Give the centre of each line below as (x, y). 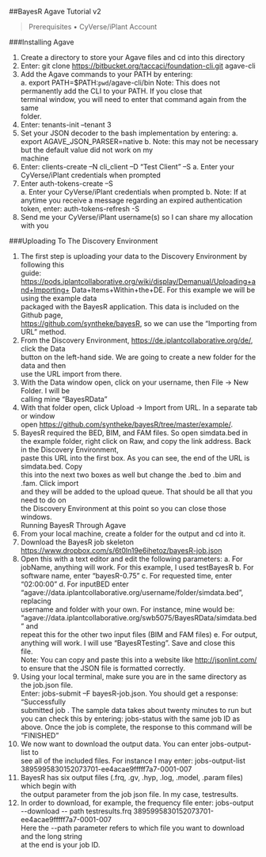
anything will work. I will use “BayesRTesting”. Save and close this (128, 643)
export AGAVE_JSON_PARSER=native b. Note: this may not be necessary (139, 141)
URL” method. (43, 332)
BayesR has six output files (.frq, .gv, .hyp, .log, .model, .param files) (132, 777)
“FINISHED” (40, 736)
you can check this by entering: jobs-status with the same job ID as (130, 719)
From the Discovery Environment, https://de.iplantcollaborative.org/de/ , (137, 340)
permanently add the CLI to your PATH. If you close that (111, 91)
